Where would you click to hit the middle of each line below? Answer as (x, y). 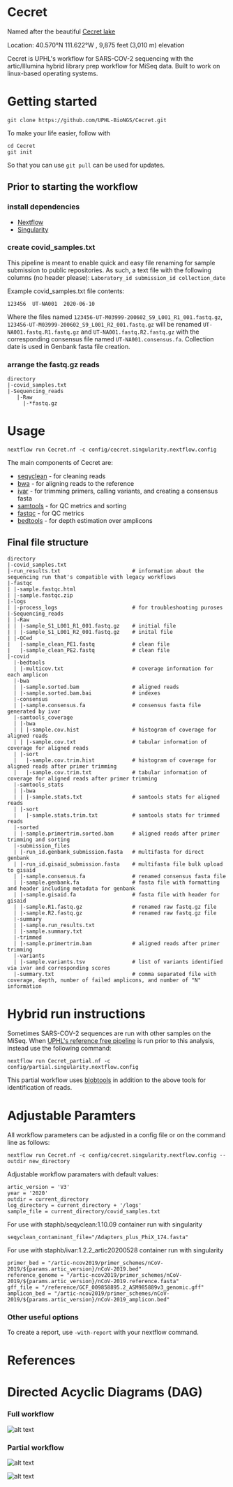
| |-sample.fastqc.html (42, 589)
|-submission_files (42, 845)
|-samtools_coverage (43, 717)
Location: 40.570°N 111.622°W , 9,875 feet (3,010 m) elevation (96, 45)
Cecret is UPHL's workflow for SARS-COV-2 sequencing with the (100, 58)
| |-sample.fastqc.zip (40, 595)
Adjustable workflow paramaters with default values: (83, 1174)
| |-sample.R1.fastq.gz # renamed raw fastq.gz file (115, 907)
